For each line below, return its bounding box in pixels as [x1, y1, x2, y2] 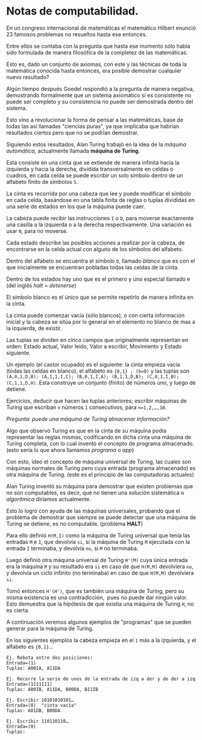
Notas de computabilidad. [6, 4, 139, 18]
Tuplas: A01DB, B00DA [6, 707, 61, 713]
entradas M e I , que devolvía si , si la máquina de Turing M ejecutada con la [6, 538, 191, 545]
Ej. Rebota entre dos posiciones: [6, 655, 93, 661]
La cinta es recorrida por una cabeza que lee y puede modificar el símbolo [6, 189, 191, 197]
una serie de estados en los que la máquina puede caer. [6, 203, 146, 210]
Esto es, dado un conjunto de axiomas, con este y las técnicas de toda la [6, 61, 187, 68]
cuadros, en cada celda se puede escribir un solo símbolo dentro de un [6, 171, 183, 179]
